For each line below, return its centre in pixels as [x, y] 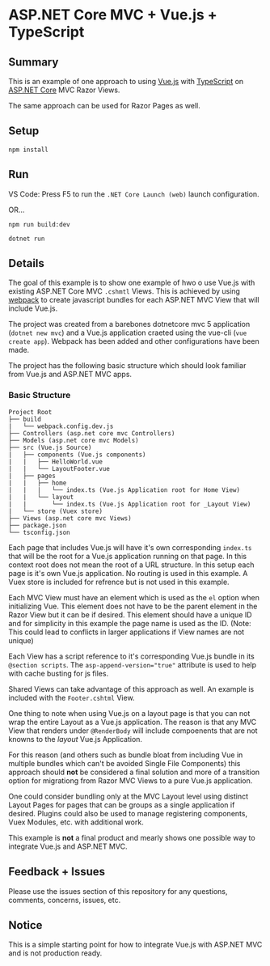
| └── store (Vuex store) [56, 511]
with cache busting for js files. [59, 673]
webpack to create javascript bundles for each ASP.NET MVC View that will [134, 300]
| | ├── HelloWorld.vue [56, 462]
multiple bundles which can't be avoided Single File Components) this [124, 763]
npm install [28, 150]
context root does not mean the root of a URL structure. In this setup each [131, 565]
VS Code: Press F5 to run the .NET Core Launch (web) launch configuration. [134, 194]
